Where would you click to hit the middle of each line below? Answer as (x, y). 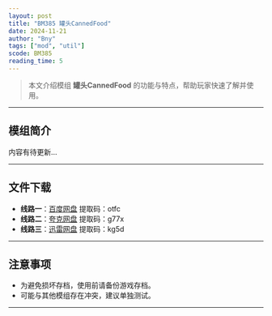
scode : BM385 (30, 53)
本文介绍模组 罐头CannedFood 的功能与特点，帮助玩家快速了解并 (137, 85)
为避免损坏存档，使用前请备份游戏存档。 (87, 285)
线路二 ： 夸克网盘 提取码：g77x (72, 219)
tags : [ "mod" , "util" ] (47, 46)
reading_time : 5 (36, 62)
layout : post (30, 16)
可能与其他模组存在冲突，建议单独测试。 (87, 296)
